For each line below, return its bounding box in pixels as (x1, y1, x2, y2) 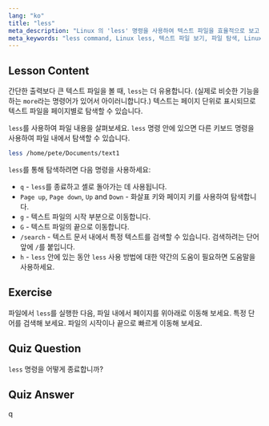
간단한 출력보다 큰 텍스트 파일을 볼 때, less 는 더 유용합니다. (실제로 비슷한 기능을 (8, 86, 260, 96)
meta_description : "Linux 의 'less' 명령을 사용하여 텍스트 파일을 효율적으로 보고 (8, 26, 260, 34)
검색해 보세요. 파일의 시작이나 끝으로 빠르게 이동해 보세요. (22, 318, 203, 327)
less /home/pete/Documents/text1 (8, 149, 120, 157)
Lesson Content (8, 63, 90, 77)
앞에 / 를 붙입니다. (19, 241, 76, 251)
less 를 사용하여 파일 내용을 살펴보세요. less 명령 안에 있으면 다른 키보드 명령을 (8, 124, 255, 133)
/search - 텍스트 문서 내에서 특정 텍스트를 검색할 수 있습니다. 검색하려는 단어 (19, 232, 260, 241)
